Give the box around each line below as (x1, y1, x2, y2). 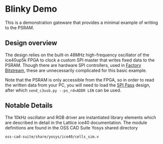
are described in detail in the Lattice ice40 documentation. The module (5, 120, 147, 125)
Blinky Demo (5, 3, 57, 15)
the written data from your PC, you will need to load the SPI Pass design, (5, 82, 151, 88)
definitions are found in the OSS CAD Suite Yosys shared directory (5, 124, 138, 130)
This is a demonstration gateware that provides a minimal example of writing (5, 20, 158, 25)
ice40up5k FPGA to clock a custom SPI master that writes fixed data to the (5, 57, 155, 63)
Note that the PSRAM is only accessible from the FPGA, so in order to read (5, 77, 154, 82)
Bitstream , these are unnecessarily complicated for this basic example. (5, 67, 147, 73)
